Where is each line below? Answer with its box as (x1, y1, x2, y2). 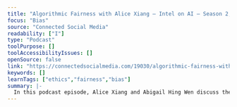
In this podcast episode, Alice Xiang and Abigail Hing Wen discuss (13, 89, 219, 96)
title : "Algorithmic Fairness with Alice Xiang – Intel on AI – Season (7, 10, 222, 18)
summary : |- (7, 82, 42, 89)
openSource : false (7, 56, 61, 63)
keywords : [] (7, 69, 46, 76)
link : (7, 63, 23, 70)
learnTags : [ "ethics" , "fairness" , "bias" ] (7, 75, 131, 83)
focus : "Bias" (7, 17, 49, 24)
